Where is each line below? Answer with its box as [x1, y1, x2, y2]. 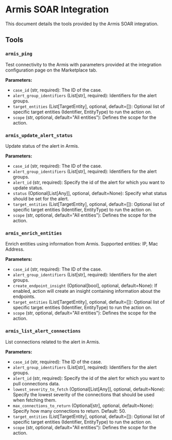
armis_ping [5, 51, 32, 57]
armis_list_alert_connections [5, 328, 81, 334]
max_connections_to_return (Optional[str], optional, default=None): [12, 402, 154, 409]
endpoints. [12, 293, 36, 300]
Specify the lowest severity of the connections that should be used [12, 391, 155, 397]
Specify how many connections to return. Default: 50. [12, 408, 126, 414]
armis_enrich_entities [5, 230, 62, 236]
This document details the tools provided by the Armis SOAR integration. [5, 21, 159, 27]
